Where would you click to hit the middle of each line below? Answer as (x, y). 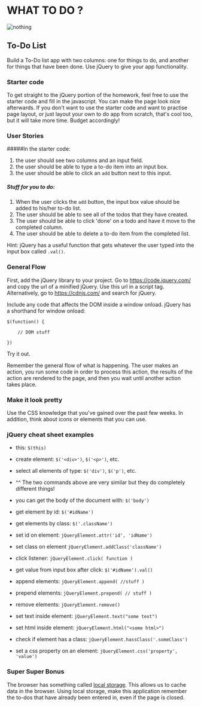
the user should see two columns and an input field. (79, 160)
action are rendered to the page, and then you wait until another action (94, 378)
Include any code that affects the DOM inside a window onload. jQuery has (99, 304)
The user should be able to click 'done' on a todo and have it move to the (105, 221)
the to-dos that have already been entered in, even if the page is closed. (96, 697)
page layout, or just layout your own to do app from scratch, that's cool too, (100, 114)
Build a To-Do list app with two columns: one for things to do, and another (98, 60)
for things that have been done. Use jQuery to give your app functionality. (97, 66)
